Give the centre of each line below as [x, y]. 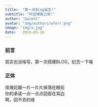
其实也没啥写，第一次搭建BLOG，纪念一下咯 [49, 62]
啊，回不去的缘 [20, 99]
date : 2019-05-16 [25, 32]
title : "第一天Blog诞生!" [30, 10]
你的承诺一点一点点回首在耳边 [35, 93]
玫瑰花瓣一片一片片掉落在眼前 [35, 87]
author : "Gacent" [23, 19]
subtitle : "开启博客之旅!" [30, 14]
